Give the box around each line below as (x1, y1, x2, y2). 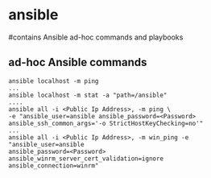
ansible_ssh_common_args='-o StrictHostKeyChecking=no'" (8, 119, 204, 127)
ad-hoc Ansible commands (8, 56, 147, 69)
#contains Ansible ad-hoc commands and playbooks (8, 32, 184, 42)
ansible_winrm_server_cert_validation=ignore (8, 155, 163, 163)
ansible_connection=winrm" (8, 161, 99, 170)
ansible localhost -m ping (8, 77, 99, 85)
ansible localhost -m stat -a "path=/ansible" (8, 91, 168, 99)
